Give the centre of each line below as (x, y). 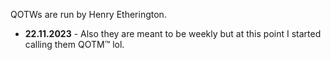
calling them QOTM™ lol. (74, 44)
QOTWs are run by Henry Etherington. (88, 14)
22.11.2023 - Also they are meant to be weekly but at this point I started (173, 33)
